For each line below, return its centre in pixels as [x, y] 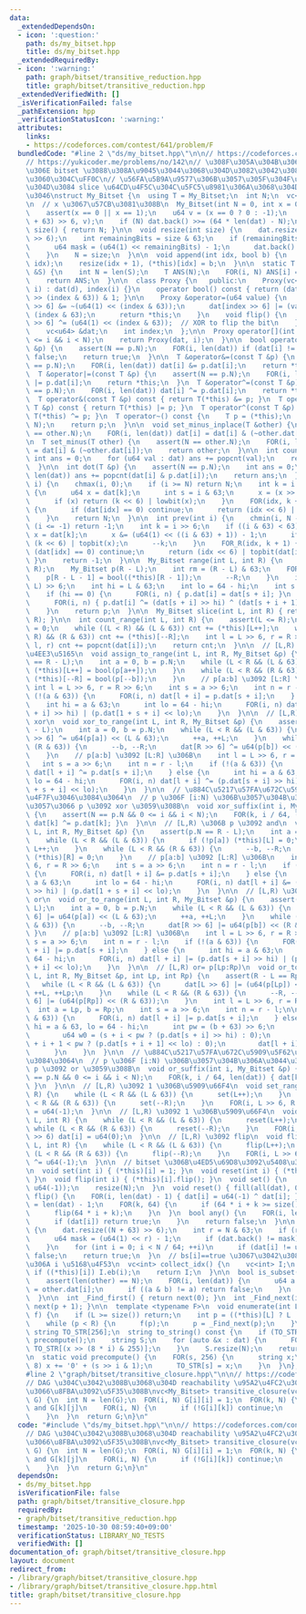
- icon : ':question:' [59, 35]
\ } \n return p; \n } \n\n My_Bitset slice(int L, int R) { [154, 612]
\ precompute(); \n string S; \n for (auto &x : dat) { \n [146, 1340]
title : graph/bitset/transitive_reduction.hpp [116, 86]
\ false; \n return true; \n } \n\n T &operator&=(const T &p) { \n [161, 357]
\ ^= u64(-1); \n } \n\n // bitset [93, 1163]
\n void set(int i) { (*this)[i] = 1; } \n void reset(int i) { [153, 1171]
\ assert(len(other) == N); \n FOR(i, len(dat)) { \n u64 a [161, 1281]
